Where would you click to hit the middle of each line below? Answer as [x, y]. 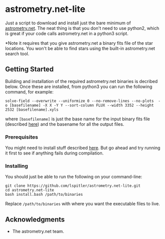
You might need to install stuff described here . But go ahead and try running [83, 148]
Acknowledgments [35, 219]
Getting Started [29, 69]
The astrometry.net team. [38, 232]
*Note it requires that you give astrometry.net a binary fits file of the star [79, 43]
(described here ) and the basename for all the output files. [65, 124]
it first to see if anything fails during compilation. [55, 153]
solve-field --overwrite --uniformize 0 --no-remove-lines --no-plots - [83, 101]
